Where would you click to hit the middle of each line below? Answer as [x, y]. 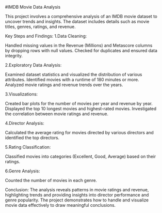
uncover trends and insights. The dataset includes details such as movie [77, 22]
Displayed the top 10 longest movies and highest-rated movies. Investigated [81, 109]
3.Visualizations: [21, 94]
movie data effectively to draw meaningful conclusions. [60, 205]
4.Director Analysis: [25, 123]
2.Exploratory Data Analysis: [33, 65]
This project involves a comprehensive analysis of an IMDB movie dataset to [81, 16]
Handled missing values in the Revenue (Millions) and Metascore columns [79, 45]
